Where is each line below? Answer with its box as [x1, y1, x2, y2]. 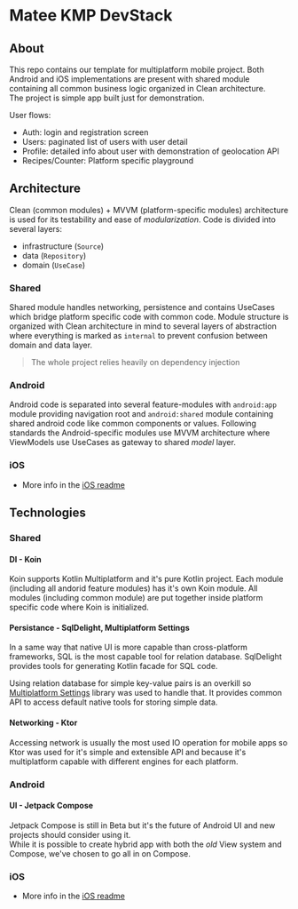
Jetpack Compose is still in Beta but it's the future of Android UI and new [9, 819, 276, 831]
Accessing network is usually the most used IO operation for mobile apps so [9, 737, 288, 747]
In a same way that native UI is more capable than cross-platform [9, 642, 248, 653]
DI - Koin [9, 554, 42, 564]
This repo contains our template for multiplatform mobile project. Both [9, 64, 264, 75]
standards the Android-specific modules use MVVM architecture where [9, 427, 271, 438]
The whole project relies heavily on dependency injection [30, 357, 240, 368]
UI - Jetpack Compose [9, 801, 94, 811]
